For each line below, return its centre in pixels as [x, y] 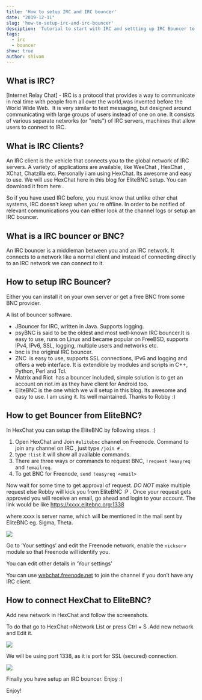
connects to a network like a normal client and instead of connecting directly [101, 257]
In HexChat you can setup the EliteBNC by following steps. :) [81, 430]
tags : [13, 34]
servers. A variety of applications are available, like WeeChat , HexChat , [96, 167]
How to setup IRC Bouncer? [59, 282]
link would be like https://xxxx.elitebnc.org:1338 [65, 504]
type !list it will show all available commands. [73, 454]
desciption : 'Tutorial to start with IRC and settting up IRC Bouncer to [101, 29]
